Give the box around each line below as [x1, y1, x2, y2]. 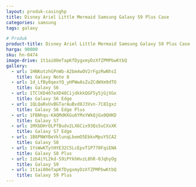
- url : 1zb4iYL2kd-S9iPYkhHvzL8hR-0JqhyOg [11, 156, 117, 162]
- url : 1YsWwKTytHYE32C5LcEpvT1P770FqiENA [11, 145, 117, 151]
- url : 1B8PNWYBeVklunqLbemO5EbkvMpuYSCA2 [11, 134, 117, 140]
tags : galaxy [6, 25, 38, 31]
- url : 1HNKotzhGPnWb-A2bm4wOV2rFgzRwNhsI [11, 68, 117, 74]
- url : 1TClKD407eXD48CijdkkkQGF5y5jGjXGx [11, 91, 117, 96]
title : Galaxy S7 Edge [16, 129, 72, 135]
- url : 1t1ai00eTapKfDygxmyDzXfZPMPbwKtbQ [11, 167, 117, 173]
